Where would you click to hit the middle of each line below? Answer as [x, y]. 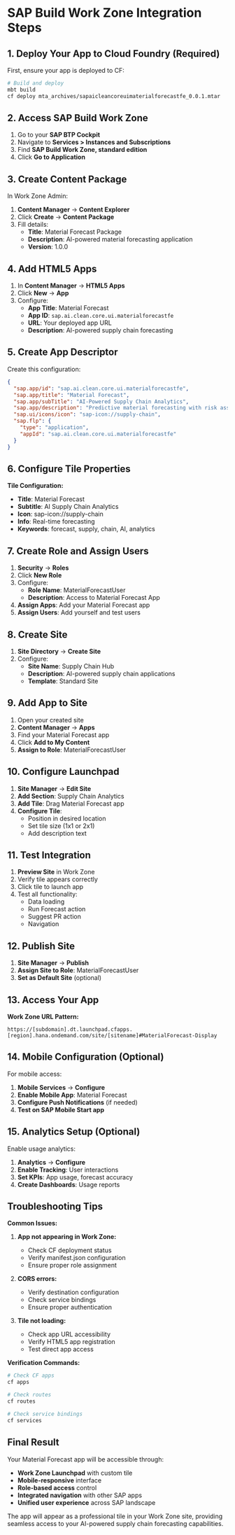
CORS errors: [37, 1279]
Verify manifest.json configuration [77, 1258]
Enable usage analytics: [41, 1149]
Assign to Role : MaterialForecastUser [71, 750]
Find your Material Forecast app [63, 735]
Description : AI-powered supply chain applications [101, 673]
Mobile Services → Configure [61, 1087]
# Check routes [29, 1395]
